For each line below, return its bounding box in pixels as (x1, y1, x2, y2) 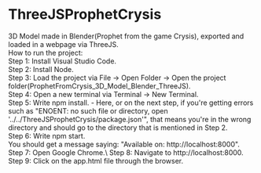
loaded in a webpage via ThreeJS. (8, 39, 119, 49)
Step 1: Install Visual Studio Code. (8, 56, 116, 66)
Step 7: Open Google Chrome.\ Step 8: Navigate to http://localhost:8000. (8, 147, 244, 157)
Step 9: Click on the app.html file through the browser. (8, 156, 184, 165)
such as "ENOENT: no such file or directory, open (8, 106, 169, 115)
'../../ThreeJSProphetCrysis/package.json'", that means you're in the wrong (8, 114, 252, 124)
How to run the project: (8, 48, 83, 57)
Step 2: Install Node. (8, 64, 74, 74)
